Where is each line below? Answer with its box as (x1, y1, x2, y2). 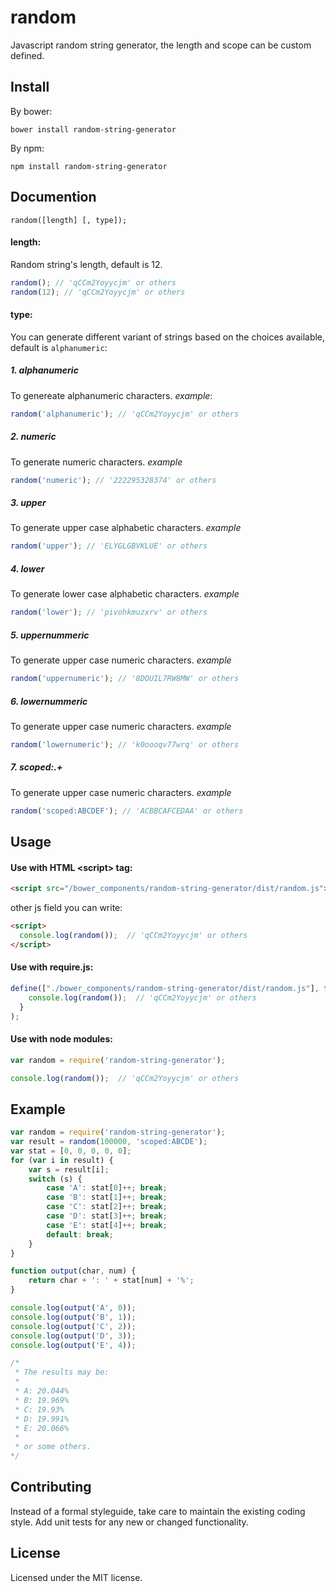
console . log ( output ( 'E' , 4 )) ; (10, 1340, 137, 1350)
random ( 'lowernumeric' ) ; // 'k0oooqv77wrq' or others (10, 739, 240, 750)
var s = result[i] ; (28, 1164, 110, 1175)
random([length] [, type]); (10, 215, 128, 225)
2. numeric (10, 431, 57, 443)
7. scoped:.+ (10, 761, 63, 773)
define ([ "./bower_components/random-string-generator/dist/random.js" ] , (10, 983, 320, 993)
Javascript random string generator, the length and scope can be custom (10, 39, 312, 51)
